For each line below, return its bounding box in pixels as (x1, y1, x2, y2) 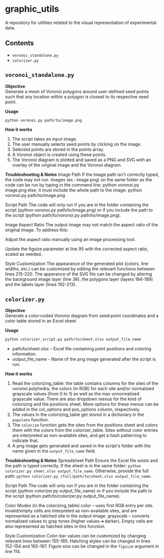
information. (12, 351, 37, 357)
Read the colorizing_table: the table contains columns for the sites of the (12, 381, 159, 387)
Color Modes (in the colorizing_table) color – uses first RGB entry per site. (5, 503, 154, 509)
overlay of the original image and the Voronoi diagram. (12, 162, 122, 168)
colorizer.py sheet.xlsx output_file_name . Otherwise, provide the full (5, 468, 149, 474)
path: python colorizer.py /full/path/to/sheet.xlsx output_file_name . (5, 473, 152, 479)
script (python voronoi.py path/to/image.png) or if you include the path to (5, 207, 153, 213)
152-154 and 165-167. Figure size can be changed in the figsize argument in (5, 543, 159, 549)
